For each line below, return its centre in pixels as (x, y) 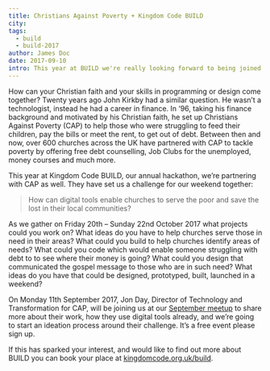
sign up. (22, 333)
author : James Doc (39, 53)
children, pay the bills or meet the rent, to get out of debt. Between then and (135, 134)
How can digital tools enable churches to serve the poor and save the (143, 199)
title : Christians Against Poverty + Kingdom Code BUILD (106, 16)
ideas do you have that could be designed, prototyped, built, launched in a (132, 275)
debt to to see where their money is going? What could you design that (126, 258)
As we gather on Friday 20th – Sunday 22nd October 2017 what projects (128, 223)
